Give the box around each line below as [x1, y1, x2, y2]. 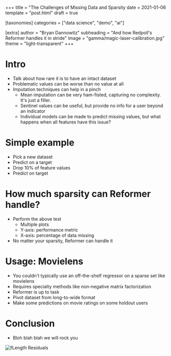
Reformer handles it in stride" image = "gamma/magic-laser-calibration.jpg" [5, 35, 165, 41]
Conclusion [5, 318, 55, 329]
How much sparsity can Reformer [5, 188, 151, 200]
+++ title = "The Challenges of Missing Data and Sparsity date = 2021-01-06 [5, 5, 166, 10]
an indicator [20, 108, 46, 114]
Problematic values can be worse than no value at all [12, 80, 124, 87]
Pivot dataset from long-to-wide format [12, 294, 95, 300]
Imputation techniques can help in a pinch [12, 86, 101, 92]
